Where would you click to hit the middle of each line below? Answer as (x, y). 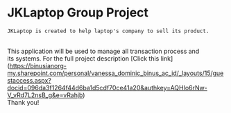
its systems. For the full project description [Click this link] (90, 58)
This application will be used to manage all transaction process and (103, 51)
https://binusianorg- (38, 65)
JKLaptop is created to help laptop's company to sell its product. (108, 31)
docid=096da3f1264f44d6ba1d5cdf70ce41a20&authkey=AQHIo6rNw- (108, 88)
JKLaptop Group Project (78, 13)
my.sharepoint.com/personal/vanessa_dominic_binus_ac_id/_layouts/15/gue (115, 73)
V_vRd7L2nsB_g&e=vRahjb (45, 95)
